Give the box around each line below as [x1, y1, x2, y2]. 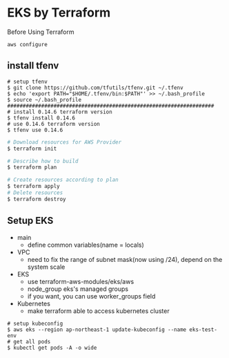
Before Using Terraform [7, 28, 74, 36]
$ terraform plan [7, 164, 57, 171]
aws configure [7, 41, 48, 48]
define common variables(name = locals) [27, 241, 145, 249]
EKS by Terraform [7, 5, 111, 21]
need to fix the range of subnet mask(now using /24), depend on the [27, 255, 223, 263]
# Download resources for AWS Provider [7, 138, 122, 146]
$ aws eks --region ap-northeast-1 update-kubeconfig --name [7, 326, 187, 333]
